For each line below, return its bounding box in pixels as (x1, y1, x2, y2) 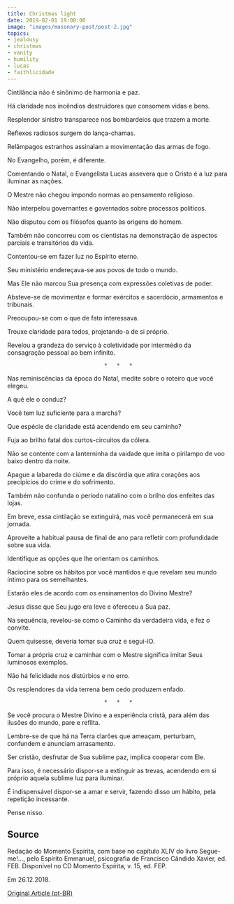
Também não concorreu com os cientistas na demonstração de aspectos (7, 231, 218, 239)
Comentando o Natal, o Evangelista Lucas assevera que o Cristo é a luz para (7, 169, 228, 178)
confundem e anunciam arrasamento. (7, 739, 115, 747)
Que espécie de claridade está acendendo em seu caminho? (7, 422, 182, 430)
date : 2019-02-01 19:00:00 (7, 17, 86, 24)
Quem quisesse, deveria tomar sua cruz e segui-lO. (7, 637, 155, 645)
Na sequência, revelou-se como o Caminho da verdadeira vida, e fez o (7, 616, 210, 624)
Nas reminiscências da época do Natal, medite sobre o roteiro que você (7, 374, 214, 382)
